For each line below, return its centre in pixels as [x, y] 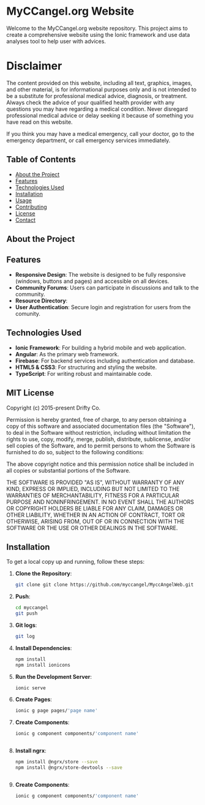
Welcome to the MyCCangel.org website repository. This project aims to [97, 28]
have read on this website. [39, 122]
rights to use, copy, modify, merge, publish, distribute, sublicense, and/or [99, 439]
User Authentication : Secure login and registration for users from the [103, 307]
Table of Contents [41, 159]
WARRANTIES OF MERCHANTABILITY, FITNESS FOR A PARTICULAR [93, 495]
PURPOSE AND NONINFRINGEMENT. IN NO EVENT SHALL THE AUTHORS [100, 502]
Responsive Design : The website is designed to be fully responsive [100, 274]
